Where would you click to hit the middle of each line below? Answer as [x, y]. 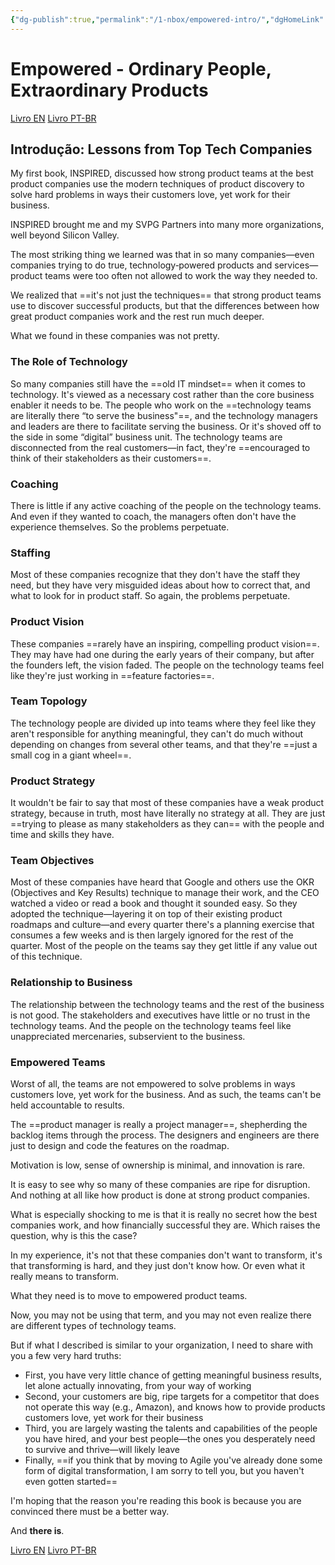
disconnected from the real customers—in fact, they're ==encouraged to [160, 447]
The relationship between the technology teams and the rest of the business [167, 1004]
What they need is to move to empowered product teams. [129, 1296]
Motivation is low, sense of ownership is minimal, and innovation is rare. [158, 1165]
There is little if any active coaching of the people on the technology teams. [166, 505]
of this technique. [46, 957]
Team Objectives [52, 861]
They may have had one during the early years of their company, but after [162, 654]
